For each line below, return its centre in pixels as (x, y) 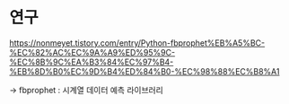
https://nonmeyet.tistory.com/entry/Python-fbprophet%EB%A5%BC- (137, 43)
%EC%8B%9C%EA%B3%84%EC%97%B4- (92, 62)
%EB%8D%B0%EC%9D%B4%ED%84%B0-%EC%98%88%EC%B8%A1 (144, 71)
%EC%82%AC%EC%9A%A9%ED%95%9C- (92, 52)
